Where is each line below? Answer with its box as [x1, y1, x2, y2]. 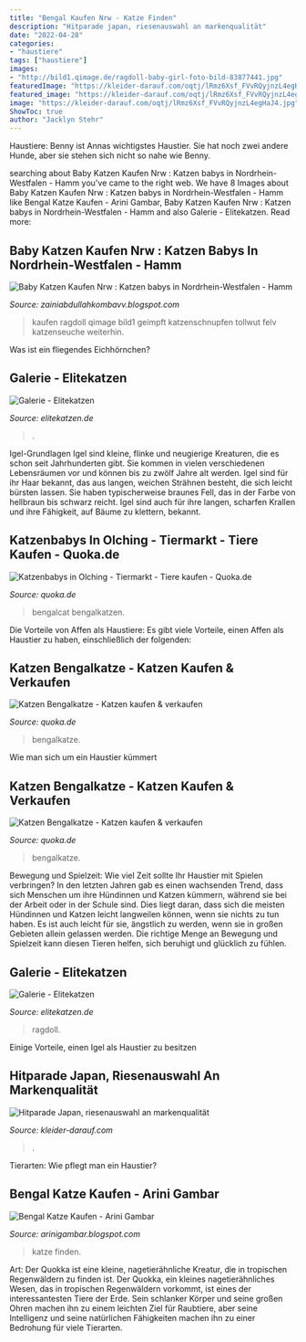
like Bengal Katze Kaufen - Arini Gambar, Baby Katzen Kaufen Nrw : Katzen [9, 197, 291, 208]
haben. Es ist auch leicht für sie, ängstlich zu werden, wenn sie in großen [9, 919, 284, 930]
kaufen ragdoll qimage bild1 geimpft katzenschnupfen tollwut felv [31, 316, 277, 327]
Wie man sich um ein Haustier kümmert [9, 752, 158, 763]
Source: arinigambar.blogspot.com [9, 1228, 141, 1239]
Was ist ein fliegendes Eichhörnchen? [9, 343, 150, 354]
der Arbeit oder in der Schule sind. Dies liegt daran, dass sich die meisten [9, 899, 285, 910]
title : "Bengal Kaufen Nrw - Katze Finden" [9, 13, 178, 23]
